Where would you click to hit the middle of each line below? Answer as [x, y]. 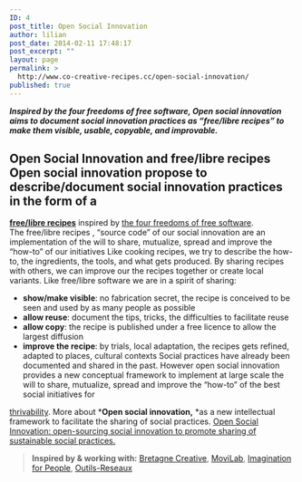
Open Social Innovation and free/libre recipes [140, 159]
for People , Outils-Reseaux [82, 468]
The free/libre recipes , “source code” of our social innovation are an [137, 233]
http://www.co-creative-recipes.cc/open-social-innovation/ [133, 77]
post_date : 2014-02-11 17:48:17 [70, 43]
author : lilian [38, 34]
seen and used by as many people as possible [109, 308]
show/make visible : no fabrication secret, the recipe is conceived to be [156, 298]
